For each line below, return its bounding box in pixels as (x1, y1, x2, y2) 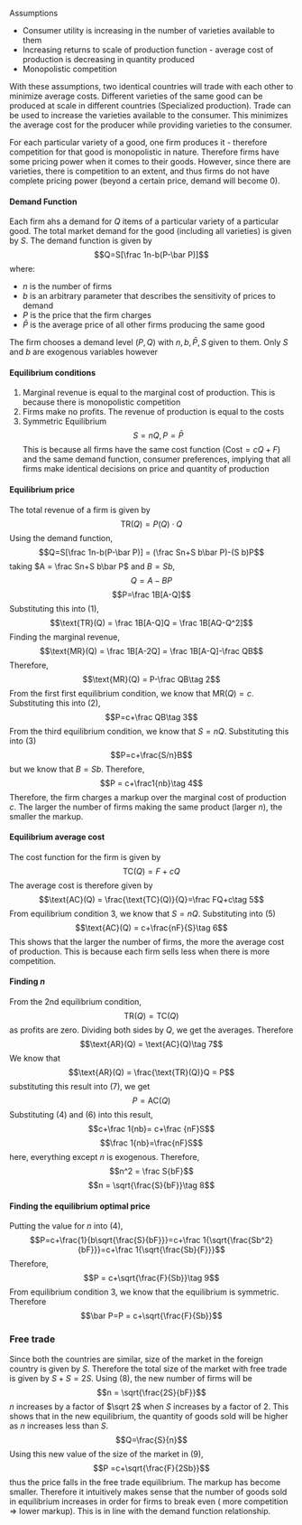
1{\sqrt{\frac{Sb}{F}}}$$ (134, 1244, 225, 1255)
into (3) (9, 735, 37, 746)
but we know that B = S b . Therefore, (9, 763, 145, 774)
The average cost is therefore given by (9, 880, 153, 891)
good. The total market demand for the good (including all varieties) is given (9, 226, 292, 237)
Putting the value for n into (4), (9, 1221, 124, 1231)
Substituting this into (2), (9, 697, 101, 708)
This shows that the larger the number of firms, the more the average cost (9, 936, 285, 947)
